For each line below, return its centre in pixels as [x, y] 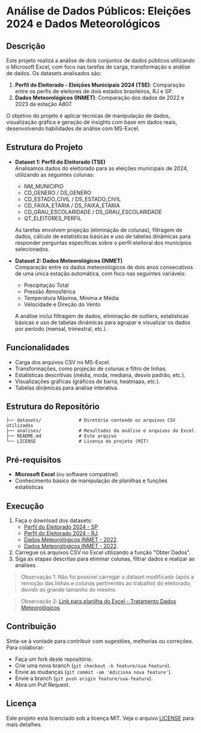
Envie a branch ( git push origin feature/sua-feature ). [84, 678]
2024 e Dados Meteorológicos [83, 24]
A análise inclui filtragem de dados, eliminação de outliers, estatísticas [102, 316]
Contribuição [31, 627]
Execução [25, 506]
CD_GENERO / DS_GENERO [58, 192]
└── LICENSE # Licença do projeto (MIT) [77, 441]
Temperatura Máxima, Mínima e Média [71, 298]
